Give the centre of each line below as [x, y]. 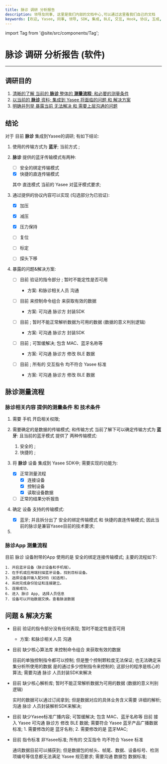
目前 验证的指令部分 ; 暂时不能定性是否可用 [64, 280]
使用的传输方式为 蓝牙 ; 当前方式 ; [46, 147]
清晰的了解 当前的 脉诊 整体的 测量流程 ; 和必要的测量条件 [71, 94]
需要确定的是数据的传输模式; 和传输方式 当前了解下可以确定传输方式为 [84, 430]
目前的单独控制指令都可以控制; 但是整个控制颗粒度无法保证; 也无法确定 [85, 660]
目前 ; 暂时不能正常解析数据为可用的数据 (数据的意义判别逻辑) [83, 322]
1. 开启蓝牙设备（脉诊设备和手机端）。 [39, 568]
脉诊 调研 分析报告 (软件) [55, 55]
